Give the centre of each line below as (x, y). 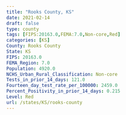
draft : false (23, 23)
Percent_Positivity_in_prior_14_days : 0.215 (63, 91)
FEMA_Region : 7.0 (28, 63)
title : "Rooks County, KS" (40, 12)
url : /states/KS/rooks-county (45, 102)
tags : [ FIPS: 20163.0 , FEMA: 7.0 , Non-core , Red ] (63, 35)
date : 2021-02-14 (28, 18)
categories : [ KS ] (28, 40)
